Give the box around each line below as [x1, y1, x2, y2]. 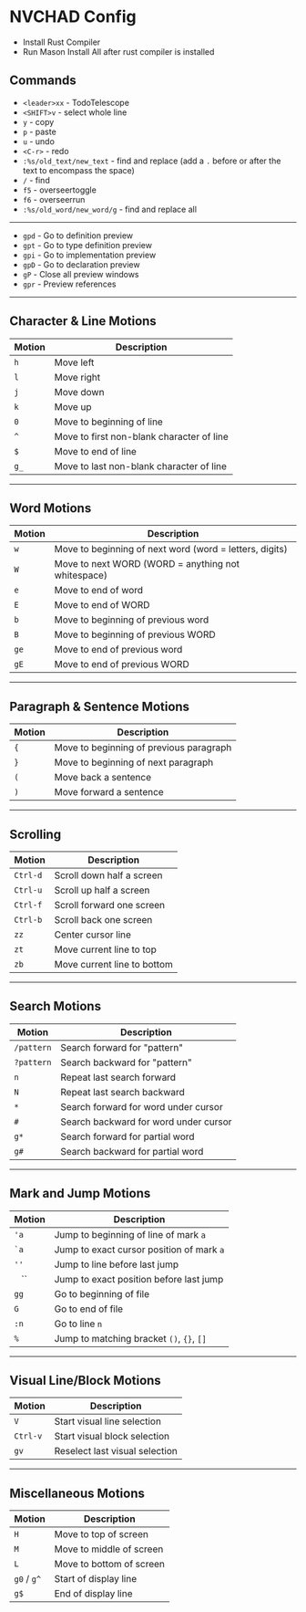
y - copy [22, 116, 55, 127]
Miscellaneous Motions [9, 1485, 146, 1501]
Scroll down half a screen [54, 869, 163, 882]
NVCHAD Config [9, 6, 137, 27]
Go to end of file [54, 1303, 124, 1315]
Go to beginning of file [54, 1287, 150, 1300]
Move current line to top [54, 943, 157, 956]
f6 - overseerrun [22, 194, 86, 204]
